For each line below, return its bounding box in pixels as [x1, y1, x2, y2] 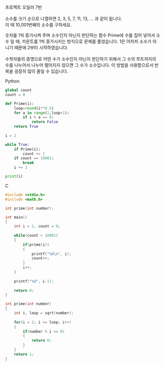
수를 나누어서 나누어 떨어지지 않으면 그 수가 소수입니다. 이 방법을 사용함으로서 [5, 62, 154, 68]
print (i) [5, 174, 23, 179]
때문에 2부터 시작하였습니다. [14, 45, 68, 50]
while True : [5, 142, 30, 147]
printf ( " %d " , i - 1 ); [14, 279, 54, 284]
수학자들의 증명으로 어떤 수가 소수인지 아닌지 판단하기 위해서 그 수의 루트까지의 [5, 56, 157, 62]
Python [5, 78, 20, 84]
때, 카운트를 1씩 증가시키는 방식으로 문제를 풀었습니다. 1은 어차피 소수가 [15, 38, 152, 44]
